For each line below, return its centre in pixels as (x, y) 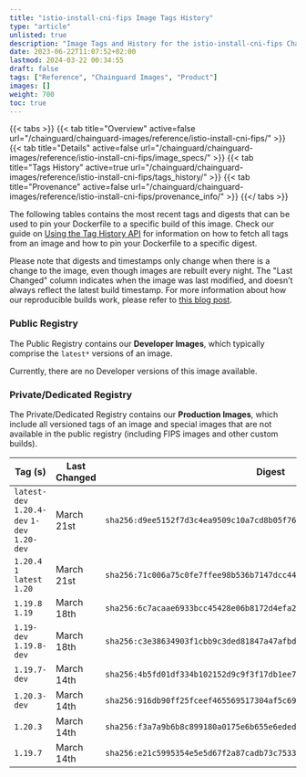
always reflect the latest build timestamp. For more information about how (148, 290)
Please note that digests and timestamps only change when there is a (140, 261)
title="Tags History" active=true (69, 168)
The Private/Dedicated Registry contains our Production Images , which (144, 414)
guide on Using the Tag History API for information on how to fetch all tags (149, 234)
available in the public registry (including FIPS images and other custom (144, 434)
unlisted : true (38, 35)
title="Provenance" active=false (69, 187)
